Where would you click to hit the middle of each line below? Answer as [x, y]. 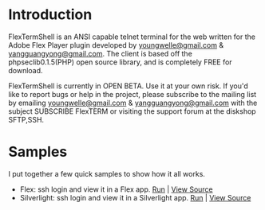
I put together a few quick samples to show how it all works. [107, 173]
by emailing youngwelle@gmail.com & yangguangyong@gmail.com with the [133, 103]
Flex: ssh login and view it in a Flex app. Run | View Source [116, 189]
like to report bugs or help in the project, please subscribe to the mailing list [132, 94]
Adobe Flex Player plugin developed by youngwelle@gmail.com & [116, 45]
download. [26, 70]
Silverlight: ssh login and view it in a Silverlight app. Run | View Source [135, 197]
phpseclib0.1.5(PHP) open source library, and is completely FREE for [121, 62]
